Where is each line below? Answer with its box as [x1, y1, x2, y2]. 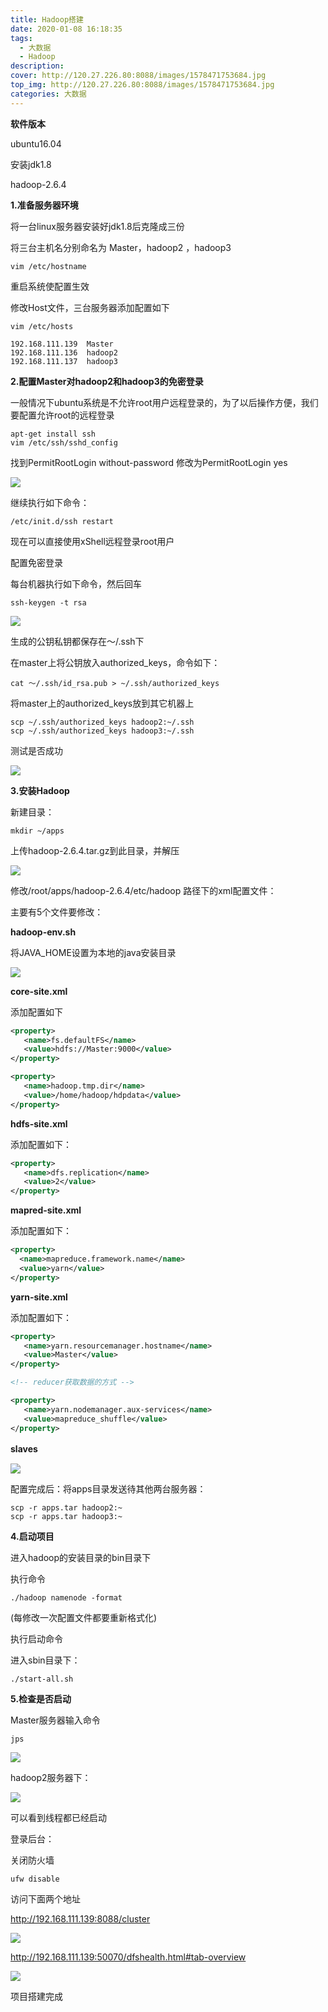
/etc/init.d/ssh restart [10, 516, 114, 526]
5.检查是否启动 [10, 1692, 72, 1705]
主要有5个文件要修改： [10, 906, 104, 918]
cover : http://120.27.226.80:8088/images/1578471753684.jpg [10, 71, 267, 81]
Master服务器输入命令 [10, 1714, 101, 1726]
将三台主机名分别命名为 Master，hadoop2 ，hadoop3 [10, 241, 232, 253]
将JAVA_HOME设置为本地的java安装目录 [10, 946, 177, 958]
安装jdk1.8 [10, 158, 52, 170]
